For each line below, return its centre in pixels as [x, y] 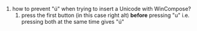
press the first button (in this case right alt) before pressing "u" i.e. [105, 15]
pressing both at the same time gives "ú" [72, 22]
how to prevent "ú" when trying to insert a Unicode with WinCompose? [102, 9]
